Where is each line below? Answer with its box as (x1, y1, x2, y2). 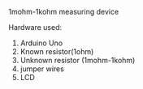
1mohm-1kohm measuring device (8, 7, 119, 16)
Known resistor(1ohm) (19, 47, 94, 56)
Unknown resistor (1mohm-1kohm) (19, 56, 136, 65)
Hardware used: (8, 23, 63, 32)
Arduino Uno (19, 38, 63, 48)
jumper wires (19, 64, 65, 74)
